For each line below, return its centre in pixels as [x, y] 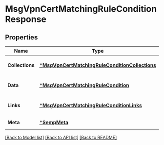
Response [26, 19]
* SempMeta [54, 122]
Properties [21, 37]
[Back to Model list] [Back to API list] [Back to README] [61, 137]
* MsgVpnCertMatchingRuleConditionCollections [98, 65]
